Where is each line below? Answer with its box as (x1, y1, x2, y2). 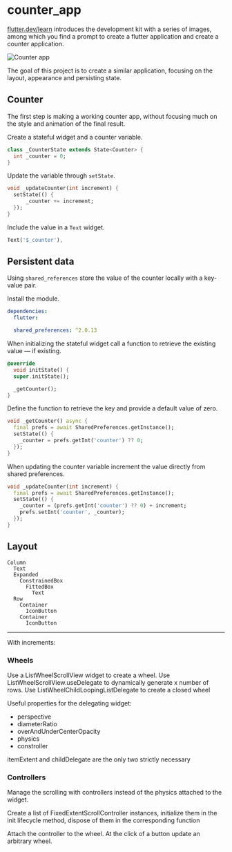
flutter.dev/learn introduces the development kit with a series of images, (7, 25, 212, 33)
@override (7, 360, 36, 368)
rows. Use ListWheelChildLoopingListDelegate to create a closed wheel (7, 685, 211, 694)
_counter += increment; (25, 198, 95, 205)
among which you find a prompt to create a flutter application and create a (7, 32, 219, 40)
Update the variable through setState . (7, 171, 116, 180)
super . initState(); (13, 372, 70, 380)
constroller (17, 741, 48, 750)
